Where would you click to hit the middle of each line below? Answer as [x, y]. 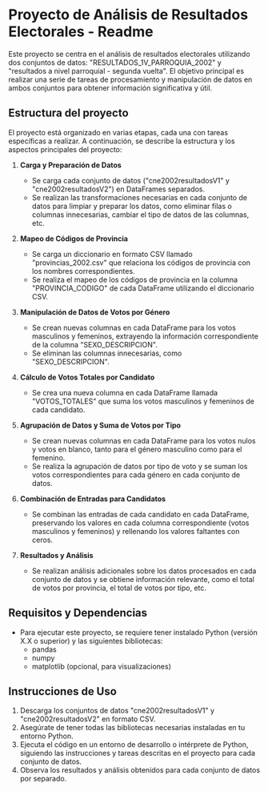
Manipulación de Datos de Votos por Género [95, 312]
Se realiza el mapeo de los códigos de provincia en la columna [135, 279]
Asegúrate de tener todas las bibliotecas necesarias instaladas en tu [132, 728]
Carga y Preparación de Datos [70, 165]
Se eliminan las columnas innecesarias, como [107, 353]
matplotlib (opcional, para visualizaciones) [102, 666]
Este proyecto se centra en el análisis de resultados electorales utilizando [129, 54]
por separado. [43, 779]
